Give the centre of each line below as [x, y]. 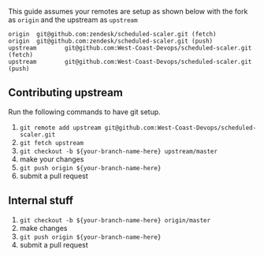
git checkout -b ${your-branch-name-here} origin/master [115, 220]
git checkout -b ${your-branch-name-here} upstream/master [119, 151]
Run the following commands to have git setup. [85, 112]
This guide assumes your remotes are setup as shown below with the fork [128, 11]
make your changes [52, 159]
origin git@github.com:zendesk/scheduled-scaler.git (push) [111, 41]
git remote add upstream [60, 128]
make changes [43, 228]
